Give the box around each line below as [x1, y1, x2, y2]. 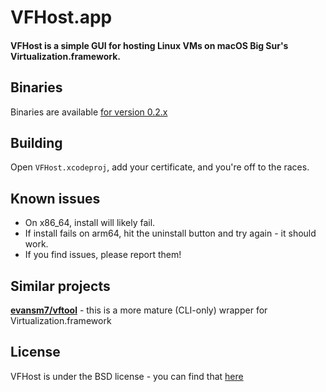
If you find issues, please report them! [24, 249, 182, 261]
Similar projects [10, 277, 111, 295]
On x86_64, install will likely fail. [24, 217, 156, 229]
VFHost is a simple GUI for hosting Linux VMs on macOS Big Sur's [10, 39, 289, 51]
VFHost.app [10, 6, 113, 29]
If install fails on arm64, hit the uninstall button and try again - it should [24, 227, 317, 240]
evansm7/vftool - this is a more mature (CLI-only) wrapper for [10, 304, 268, 316]
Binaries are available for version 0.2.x [10, 106, 168, 118]
